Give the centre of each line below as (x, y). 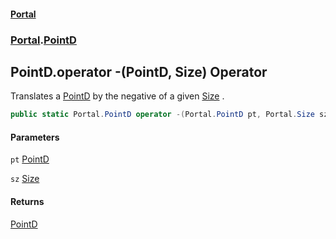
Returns (27, 201)
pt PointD (30, 159)
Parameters (35, 137)
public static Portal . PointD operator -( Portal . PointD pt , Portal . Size (162, 115)
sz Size (25, 179)
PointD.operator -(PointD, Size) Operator (139, 71)
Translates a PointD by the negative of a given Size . (117, 96)
